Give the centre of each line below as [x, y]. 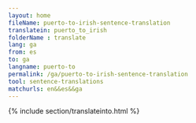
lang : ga [22, 45]
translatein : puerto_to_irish [58, 30]
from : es [22, 52]
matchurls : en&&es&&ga [45, 89]
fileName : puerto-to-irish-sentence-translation [89, 23]
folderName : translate [47, 37]
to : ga [19, 60]
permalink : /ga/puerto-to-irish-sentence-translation [98, 74]
